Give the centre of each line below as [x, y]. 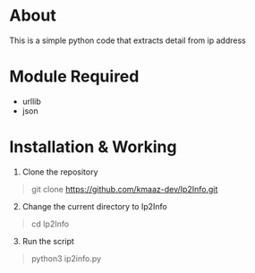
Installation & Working [93, 147]
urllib [32, 101]
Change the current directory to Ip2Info [94, 206]
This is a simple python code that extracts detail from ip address [127, 40]
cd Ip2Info [50, 224]
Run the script [48, 241]
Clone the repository [60, 172]
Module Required [74, 77]
